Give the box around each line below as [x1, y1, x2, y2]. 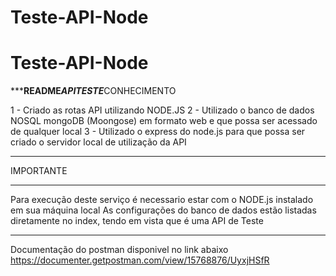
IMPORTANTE [10, 165, 68, 177]
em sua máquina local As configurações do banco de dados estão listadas [10, 204, 317, 216]
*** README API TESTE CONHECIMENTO [10, 85, 177, 97]
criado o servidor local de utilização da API [10, 136, 187, 148]
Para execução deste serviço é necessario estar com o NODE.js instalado [10, 194, 314, 206]
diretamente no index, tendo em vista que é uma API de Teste [10, 215, 264, 227]
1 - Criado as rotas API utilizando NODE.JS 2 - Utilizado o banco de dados [10, 104, 315, 116]
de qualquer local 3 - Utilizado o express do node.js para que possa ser [10, 126, 306, 138]
